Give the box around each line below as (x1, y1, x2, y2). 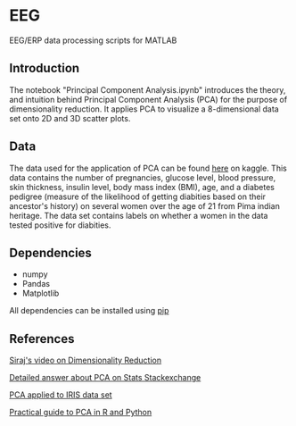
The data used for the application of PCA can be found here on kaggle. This (9, 163, 287, 173)
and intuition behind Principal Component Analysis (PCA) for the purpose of (9, 94, 288, 104)
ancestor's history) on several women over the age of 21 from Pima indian (9, 200, 281, 211)
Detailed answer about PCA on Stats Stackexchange (9, 372, 201, 383)
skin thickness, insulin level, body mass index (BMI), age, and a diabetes (9, 181, 275, 192)
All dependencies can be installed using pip (9, 305, 169, 316)
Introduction (9, 61, 80, 76)
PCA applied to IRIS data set (9, 389, 113, 400)
